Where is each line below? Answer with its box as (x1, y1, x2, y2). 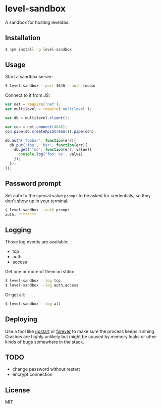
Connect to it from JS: (5, 92, 51, 98)
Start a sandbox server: (5, 74, 53, 80)
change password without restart (12, 366, 80, 372)
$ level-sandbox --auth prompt (5, 207, 70, 212)
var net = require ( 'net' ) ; (5, 102, 61, 107)
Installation (5, 34, 41, 42)
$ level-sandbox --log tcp (5, 278, 61, 283)
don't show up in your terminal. (5, 198, 69, 204)
